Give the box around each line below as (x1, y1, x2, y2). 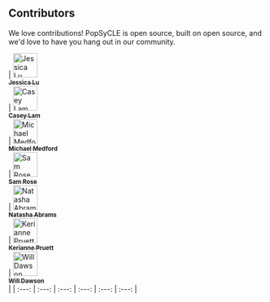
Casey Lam (8, 112, 41, 120)
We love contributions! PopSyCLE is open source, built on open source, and (8, 28, 262, 37)
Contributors (8, 7, 76, 20)
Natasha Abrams (8, 211, 57, 219)
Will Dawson (8, 277, 45, 285)
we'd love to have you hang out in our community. (8, 37, 176, 46)
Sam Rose (8, 177, 37, 186)
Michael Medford (8, 144, 59, 153)
